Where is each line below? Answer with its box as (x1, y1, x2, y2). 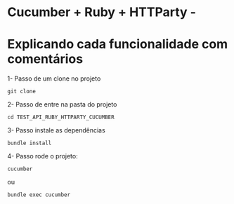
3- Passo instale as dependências (7, 126, 105, 135)
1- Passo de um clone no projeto (7, 74, 101, 83)
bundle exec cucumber (7, 191, 71, 198)
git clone (7, 88, 37, 95)
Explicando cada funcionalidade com (7, 36, 228, 53)
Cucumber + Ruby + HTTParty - (7, 4, 197, 20)
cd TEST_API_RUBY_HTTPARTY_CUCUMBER (7, 114, 115, 121)
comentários (7, 51, 83, 67)
